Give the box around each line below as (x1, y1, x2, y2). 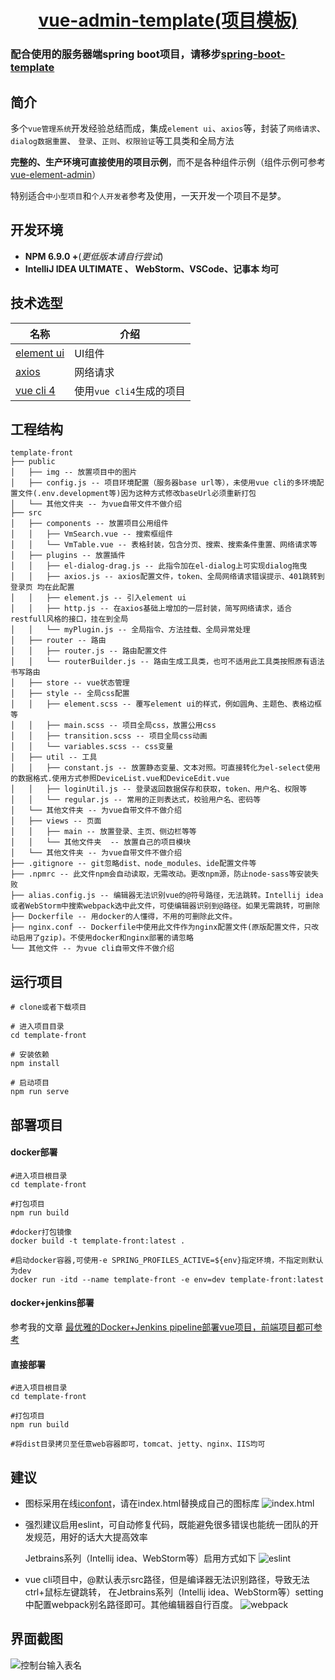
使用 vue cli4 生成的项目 (74, 384, 186, 398)
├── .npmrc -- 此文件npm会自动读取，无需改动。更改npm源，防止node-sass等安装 (10, 869, 312, 880)
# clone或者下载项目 (10, 1002, 87, 1013)
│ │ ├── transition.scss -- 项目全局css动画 (10, 731, 208, 741)
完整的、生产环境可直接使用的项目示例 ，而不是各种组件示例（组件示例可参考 (10, 156, 326, 168)
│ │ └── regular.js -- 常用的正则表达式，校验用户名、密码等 (10, 795, 262, 805)
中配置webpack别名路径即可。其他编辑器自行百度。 (24, 1598, 238, 1610)
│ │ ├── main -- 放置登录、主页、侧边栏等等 (10, 827, 197, 837)
